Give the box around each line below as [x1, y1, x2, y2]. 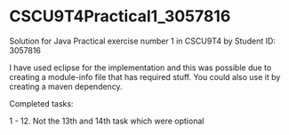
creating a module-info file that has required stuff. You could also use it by [9, 71, 281, 82]
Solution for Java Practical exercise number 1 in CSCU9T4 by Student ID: [9, 36, 276, 46]
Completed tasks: [9, 98, 74, 108]
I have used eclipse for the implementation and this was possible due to [9, 62, 272, 73]
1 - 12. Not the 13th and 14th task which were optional [9, 115, 205, 126]
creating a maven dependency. [9, 81, 123, 91]
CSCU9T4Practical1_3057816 [9, 6, 231, 27]
